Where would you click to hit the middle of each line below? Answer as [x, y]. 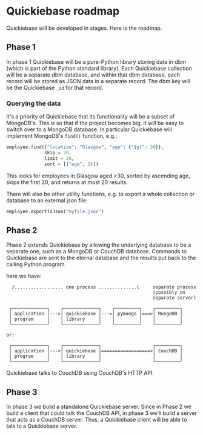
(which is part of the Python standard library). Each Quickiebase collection [99, 68]
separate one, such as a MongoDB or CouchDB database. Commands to [96, 252]
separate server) [175, 298]
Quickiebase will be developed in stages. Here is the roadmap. [84, 28]
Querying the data [34, 103]
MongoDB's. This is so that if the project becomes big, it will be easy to [95, 123]
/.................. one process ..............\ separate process [104, 287]
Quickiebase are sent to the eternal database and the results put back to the [101, 258]
